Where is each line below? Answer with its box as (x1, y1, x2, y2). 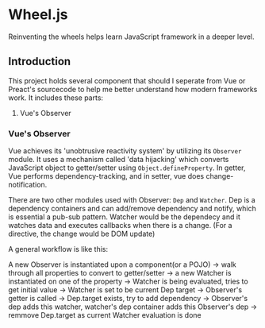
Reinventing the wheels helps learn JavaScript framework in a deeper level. (8, 32, 255, 41)
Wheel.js (8, 6, 69, 24)
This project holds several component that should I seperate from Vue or (8, 75, 246, 85)
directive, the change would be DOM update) (8, 229, 156, 239)
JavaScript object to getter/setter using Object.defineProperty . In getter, (8, 163, 246, 172)
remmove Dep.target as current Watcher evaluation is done (8, 311, 202, 320)
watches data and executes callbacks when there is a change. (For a (8, 221, 232, 230)
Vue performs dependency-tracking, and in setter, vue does (8, 172, 205, 181)
